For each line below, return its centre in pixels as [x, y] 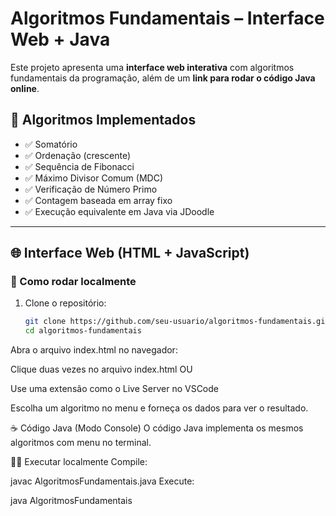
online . [25, 88]
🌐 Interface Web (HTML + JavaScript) [130, 253]
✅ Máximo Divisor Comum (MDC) [94, 178]
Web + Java [60, 39]
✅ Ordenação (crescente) [78, 155]
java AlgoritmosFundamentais [71, 501]
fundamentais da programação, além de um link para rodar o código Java [163, 78]
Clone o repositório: [65, 303]
